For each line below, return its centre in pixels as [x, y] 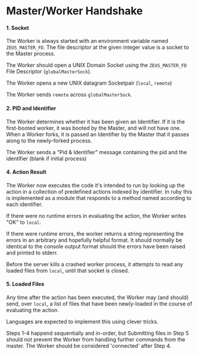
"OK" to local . [24, 222]
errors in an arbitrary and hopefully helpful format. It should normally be [94, 240]
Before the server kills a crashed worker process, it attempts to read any [95, 264]
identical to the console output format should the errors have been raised [96, 246]
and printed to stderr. [32, 253]
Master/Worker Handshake [75, 11]
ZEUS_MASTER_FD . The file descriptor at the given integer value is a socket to [98, 47]
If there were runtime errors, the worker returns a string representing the [95, 233]
